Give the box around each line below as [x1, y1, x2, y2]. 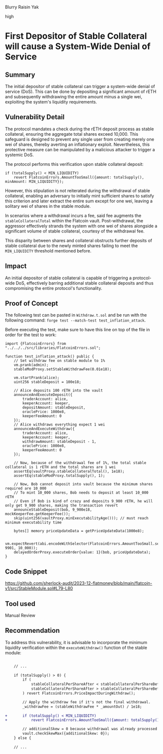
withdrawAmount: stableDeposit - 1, [22, 439, 97, 444]
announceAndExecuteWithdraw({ [14, 427, 75, 431]
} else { [14, 736, 32, 740]
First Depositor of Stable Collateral [5, 31, 147, 42]
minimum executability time [5, 520, 62, 525]
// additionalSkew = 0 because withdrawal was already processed [22, 727, 158, 732]
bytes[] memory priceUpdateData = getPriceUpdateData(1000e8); [14, 529, 145, 534]
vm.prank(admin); [14, 362, 49, 368]
